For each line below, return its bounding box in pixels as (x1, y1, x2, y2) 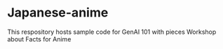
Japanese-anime (7, 5, 109, 21)
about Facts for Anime (7, 35, 72, 43)
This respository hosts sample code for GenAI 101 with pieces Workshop (7, 28, 217, 36)
